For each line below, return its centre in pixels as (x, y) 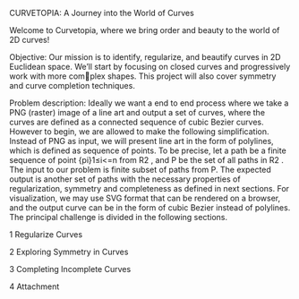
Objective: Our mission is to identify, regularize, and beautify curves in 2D (145, 57)
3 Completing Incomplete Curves (70, 269)
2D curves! (30, 40)
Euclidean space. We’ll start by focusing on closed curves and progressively (150, 67)
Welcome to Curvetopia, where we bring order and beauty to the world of (145, 30)
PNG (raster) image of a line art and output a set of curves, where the (137, 112)
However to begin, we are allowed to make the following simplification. (139, 132)
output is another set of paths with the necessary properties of (125, 179)
